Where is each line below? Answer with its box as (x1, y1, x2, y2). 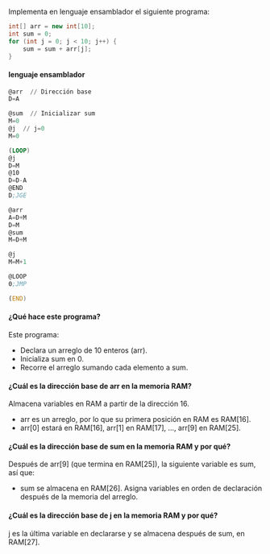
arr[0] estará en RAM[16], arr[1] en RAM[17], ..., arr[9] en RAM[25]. (19, 423, 242, 433)
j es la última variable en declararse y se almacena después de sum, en (8, 528, 245, 538)
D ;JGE (8, 192, 27, 200)
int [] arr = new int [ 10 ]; (8, 23, 95, 31)
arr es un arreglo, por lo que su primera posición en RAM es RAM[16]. (19, 415, 251, 424)
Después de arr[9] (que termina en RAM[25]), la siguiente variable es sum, (8, 459, 256, 469)
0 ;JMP (8, 279, 27, 288)
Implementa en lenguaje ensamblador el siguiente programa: (8, 7, 210, 16)
